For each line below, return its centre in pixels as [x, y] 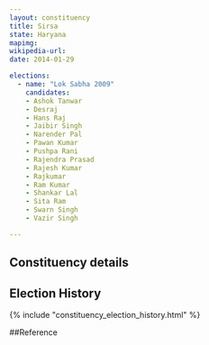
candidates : [48, 92]
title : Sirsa [34, 26]
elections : [30, 76]
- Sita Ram [46, 202]
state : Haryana [38, 34]
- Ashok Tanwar [54, 101]
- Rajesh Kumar [54, 168]
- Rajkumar [46, 177]
